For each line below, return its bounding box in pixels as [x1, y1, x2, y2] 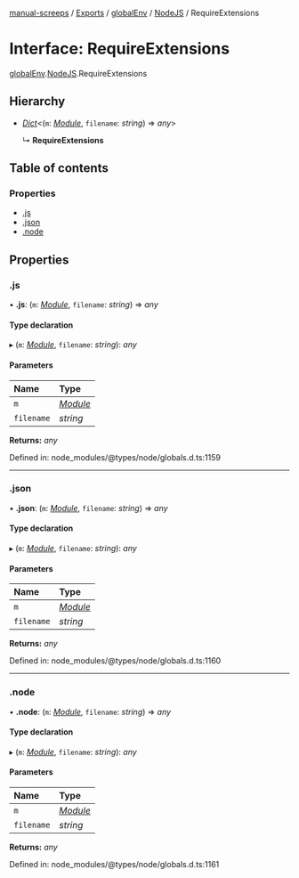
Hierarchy [9, 93, 66, 110]
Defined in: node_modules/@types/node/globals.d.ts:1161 [9, 858, 220, 869]
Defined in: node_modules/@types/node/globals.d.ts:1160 [9, 655, 222, 666]
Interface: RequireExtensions [9, 39, 230, 59]
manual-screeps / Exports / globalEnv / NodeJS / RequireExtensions [9, 8, 260, 18]
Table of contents [9, 160, 109, 176]
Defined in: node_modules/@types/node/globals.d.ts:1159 [9, 451, 221, 462]
